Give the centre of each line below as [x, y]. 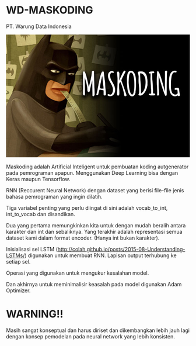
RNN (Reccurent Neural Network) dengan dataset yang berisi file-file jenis [95, 190]
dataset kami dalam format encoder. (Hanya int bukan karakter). [83, 238]
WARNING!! [35, 314]
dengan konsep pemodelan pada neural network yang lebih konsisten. [90, 336]
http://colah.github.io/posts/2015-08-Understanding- [121, 249]
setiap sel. [18, 261]
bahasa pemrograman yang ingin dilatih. [55, 196]
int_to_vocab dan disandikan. [41, 214]
